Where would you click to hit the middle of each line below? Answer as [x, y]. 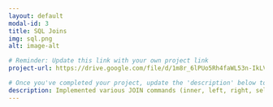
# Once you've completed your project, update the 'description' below [132, 83]
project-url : [30, 68]
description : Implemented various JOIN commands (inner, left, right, [130, 90]
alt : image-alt [34, 46]
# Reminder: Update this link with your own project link [108, 61]
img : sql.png [30, 39]
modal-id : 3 [28, 24]
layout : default [36, 16]
